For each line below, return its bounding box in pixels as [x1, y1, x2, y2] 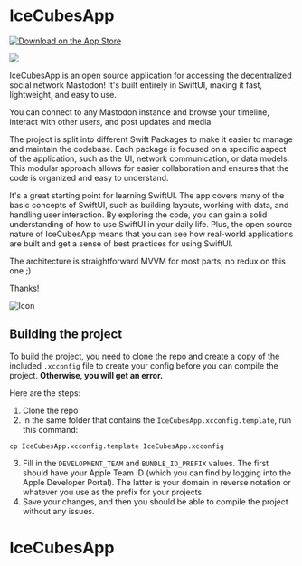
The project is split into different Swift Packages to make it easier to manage [9, 133, 294, 145]
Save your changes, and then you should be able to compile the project [22, 495, 289, 507]
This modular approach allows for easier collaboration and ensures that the [9, 162, 289, 173]
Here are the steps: [9, 387, 81, 398]
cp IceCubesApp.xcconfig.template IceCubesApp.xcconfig [9, 441, 224, 451]
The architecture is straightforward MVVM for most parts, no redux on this [9, 255, 287, 266]
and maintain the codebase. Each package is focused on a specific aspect [9, 143, 287, 154]
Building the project [9, 327, 123, 342]
